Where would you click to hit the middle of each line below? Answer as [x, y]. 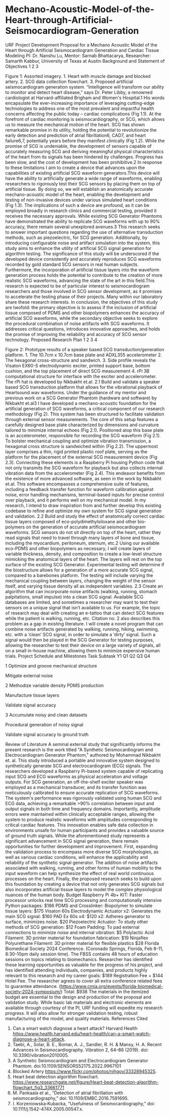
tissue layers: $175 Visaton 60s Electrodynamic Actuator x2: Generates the [83, 911]
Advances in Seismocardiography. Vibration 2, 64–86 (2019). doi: [80, 1050]
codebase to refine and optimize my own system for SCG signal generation [83, 511]
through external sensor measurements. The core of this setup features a [82, 419]
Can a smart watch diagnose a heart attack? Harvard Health [75, 1028]
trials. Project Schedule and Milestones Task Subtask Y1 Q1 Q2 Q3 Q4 [78, 656]
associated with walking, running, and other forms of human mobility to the [83, 868]
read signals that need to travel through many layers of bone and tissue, [80, 537]
